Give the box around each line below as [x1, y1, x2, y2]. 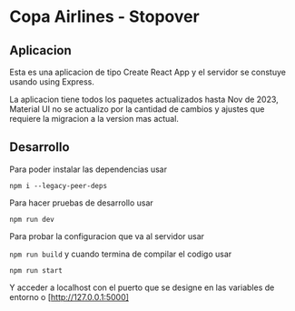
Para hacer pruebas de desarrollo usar [9, 197, 154, 208]
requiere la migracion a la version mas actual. [9, 114, 180, 124]
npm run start [9, 266, 64, 275]
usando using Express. [9, 76, 95, 87]
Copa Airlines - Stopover [9, 6, 200, 27]
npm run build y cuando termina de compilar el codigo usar [9, 248, 232, 259]
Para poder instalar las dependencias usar [9, 164, 168, 175]
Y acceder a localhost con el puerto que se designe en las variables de [9, 282, 275, 293]
